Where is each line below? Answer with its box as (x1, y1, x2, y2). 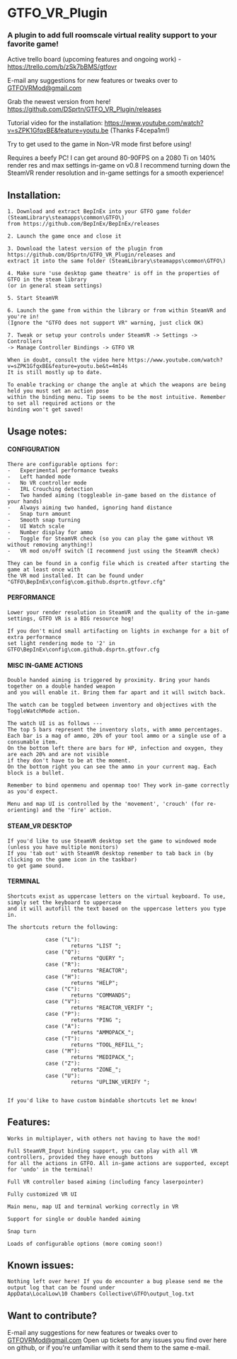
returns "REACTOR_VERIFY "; (70, 1004, 154, 1011)
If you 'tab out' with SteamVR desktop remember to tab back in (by (7, 850, 214, 857)
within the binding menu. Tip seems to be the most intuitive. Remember (7, 394, 226, 401)
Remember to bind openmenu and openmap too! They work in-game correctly (7, 782, 230, 790)
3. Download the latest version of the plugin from (7, 245, 163, 253)
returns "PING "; (70, 1017, 122, 1024)
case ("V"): (45, 997, 81, 1005)
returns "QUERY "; (70, 954, 125, 961)
